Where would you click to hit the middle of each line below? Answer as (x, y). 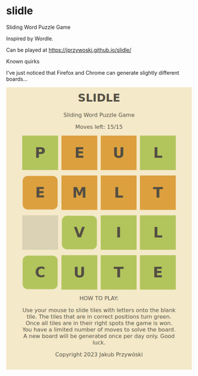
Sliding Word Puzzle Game (38, 27)
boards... (17, 79)
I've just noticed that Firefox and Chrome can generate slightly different (93, 72)
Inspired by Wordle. (30, 38)
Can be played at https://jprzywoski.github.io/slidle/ (69, 50)
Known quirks (23, 61)
